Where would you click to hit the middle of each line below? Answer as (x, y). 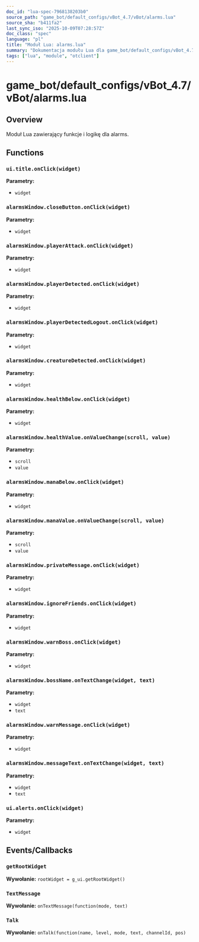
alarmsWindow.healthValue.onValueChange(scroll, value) (88, 438)
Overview (25, 120)
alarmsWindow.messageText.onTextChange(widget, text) (85, 763)
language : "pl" (25, 39)
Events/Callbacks (39, 850)
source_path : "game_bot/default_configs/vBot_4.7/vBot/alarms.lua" (91, 17)
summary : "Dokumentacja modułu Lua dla (55, 51)
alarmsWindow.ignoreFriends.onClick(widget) (71, 604)
